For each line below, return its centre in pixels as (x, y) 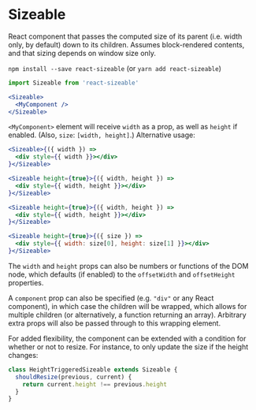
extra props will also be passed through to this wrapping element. (115, 323)
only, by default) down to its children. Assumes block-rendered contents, (126, 44)
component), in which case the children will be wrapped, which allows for (128, 306)
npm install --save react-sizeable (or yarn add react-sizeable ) (115, 68)
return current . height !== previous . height (95, 384)
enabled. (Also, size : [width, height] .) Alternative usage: (102, 135)
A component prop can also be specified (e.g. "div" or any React (111, 298)
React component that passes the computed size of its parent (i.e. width (125, 36)
